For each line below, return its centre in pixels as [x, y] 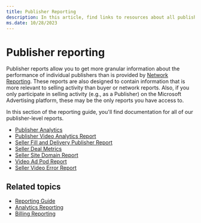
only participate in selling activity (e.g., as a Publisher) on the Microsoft [94, 94]
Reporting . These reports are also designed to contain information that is [96, 82]
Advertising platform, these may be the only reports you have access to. [95, 100]
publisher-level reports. [35, 118]
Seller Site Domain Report [47, 155]
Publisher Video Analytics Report [56, 136]
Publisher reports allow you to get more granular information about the [93, 69]
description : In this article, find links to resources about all [91, 17]
